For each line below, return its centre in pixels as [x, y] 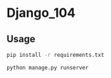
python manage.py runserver [48, 67]
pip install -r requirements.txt [55, 55]
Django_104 [41, 13]
